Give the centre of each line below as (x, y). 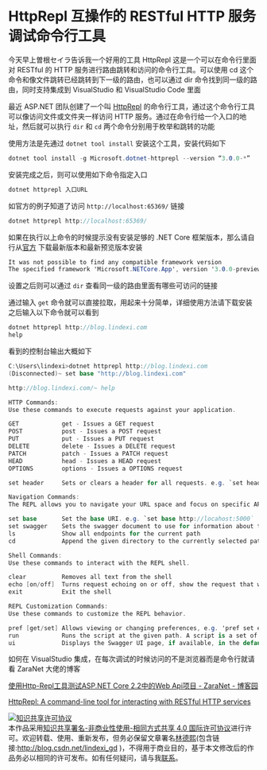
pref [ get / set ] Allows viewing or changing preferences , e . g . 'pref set (131, 628)
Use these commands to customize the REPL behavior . (97, 613)
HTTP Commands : (33, 402)
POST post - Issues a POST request (85, 432)
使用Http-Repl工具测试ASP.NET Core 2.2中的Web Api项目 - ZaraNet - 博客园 (133, 686)
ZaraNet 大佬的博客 (49, 669)
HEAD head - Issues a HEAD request (85, 461)
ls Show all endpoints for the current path (104, 534)
